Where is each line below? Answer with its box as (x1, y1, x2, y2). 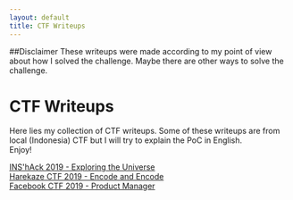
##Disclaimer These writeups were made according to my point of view (9, 46, 272, 56)
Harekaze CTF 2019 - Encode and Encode (9, 171, 164, 182)
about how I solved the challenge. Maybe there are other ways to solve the (9, 55, 284, 66)
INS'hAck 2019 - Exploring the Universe (9, 162, 155, 172)
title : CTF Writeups (9, 21, 87, 30)
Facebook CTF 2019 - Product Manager (9, 180, 155, 192)
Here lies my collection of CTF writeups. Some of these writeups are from (9, 126, 280, 137)
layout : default (9, 12, 70, 22)
